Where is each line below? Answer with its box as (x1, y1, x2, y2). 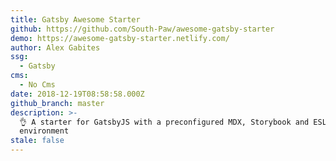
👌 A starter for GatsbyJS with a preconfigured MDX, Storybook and (19, 117, 310, 127)
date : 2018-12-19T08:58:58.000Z (10, 89, 145, 99)
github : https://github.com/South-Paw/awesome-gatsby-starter (10, 24, 275, 34)
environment (19, 126, 70, 136)
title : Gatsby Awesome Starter (10, 14, 141, 25)
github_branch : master (10, 98, 105, 108)
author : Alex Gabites (10, 42, 101, 53)
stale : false (10, 136, 65, 146)
